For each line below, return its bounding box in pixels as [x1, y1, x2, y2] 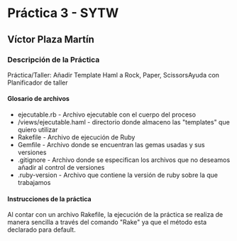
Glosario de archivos [7, 95, 70, 103]
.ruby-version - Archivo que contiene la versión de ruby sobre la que [17, 171, 219, 179]
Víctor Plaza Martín [7, 33, 94, 45]
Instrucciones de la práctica [7, 194, 92, 203]
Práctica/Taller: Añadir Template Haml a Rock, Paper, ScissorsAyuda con [7, 70, 220, 79]
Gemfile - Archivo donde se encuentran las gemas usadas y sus [17, 141, 205, 149]
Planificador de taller [7, 78, 68, 87]
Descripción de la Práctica [7, 55, 100, 65]
